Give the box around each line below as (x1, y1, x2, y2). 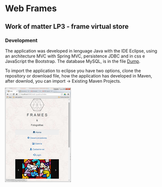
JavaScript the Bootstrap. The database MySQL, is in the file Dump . (5, 58, 141, 64)
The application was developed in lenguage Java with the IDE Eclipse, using (5, 48, 157, 54)
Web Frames (5, 3, 57, 14)
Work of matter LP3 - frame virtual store (5, 22, 129, 31)
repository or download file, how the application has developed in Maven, (5, 73, 152, 78)
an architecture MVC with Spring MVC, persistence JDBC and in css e (5, 53, 145, 59)
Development (5, 37, 38, 44)
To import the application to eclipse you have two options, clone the (5, 68, 141, 74)
